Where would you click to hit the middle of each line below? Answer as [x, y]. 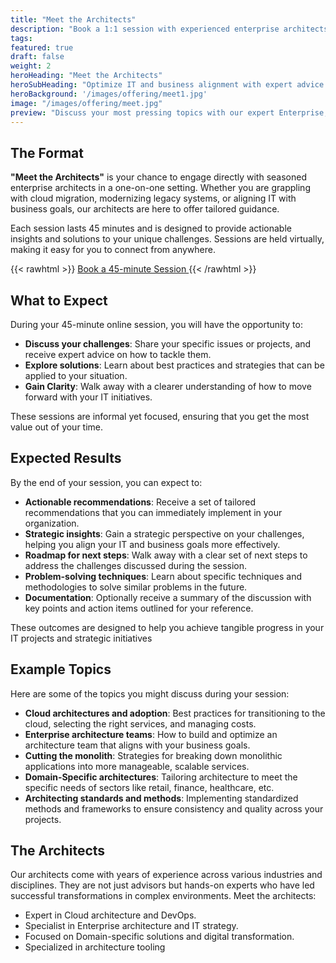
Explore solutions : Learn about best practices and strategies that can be [174, 365]
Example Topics [61, 669]
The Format [47, 152]
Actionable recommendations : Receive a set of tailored [140, 502]
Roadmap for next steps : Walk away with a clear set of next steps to [166, 555]
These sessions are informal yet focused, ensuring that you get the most [160, 416]
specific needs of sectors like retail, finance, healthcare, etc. [149, 787]
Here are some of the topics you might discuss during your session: [150, 693]
